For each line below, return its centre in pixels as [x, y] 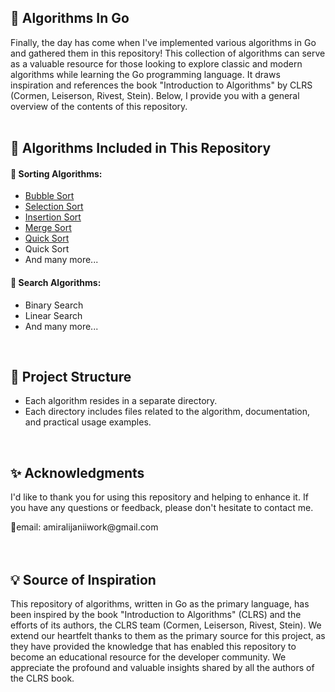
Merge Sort [48, 228]
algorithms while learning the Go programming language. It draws [145, 74]
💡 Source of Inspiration [83, 579]
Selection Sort [54, 207]
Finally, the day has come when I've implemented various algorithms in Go [163, 42]
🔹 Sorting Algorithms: [56, 173]
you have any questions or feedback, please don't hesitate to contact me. [162, 508]
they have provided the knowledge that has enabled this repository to [153, 647]
